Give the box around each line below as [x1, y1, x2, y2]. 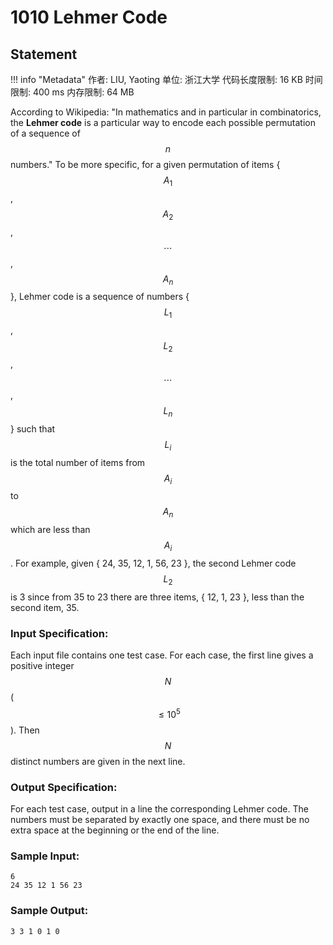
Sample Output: [10, 904, 89, 918]
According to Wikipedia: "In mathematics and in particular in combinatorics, [10, 106, 322, 118]
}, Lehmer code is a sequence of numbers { [10, 291, 190, 303]
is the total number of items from [10, 456, 146, 468]
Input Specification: [10, 626, 109, 640]
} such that [10, 422, 56, 435]
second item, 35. [10, 601, 80, 613]
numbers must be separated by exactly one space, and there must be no [10, 814, 310, 826]
